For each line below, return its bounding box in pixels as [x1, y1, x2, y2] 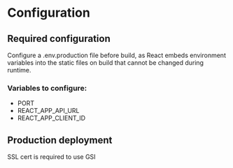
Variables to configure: [7, 83, 87, 93]
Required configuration [7, 33, 111, 45]
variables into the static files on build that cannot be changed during [7, 59, 204, 67]
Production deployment [7, 134, 113, 146]
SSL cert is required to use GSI [7, 153, 96, 161]
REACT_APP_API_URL [17, 107, 80, 115]
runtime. [7, 66, 31, 74]
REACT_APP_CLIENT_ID [17, 114, 86, 123]
